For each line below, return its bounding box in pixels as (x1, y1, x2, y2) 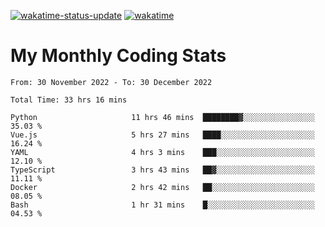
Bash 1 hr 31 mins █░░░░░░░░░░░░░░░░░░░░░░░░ (10, 200, 315, 210)
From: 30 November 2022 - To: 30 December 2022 (10, 77, 213, 87)
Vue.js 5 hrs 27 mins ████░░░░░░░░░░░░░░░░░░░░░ (10, 130, 315, 140)
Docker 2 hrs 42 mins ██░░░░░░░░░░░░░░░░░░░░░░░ (10, 182, 315, 192)
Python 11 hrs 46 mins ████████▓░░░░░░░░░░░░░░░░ (10, 112, 315, 122)
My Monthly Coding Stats (10, 45, 227, 67)
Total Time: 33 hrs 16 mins (10, 95, 128, 105)
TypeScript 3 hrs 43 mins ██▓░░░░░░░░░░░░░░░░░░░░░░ (10, 165, 315, 175)
